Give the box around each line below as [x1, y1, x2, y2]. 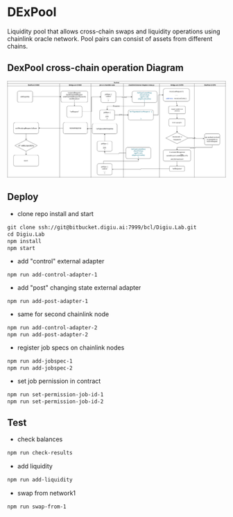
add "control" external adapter [17, 256, 105, 265]
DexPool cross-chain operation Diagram [7, 62, 184, 74]
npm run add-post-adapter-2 [7, 331, 89, 338]
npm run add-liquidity [7, 477, 73, 484]
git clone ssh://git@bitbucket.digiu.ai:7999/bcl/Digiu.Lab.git [7, 224, 197, 231]
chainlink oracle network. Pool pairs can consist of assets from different [7, 34, 213, 42]
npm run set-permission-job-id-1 [7, 391, 104, 398]
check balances [17, 435, 63, 443]
